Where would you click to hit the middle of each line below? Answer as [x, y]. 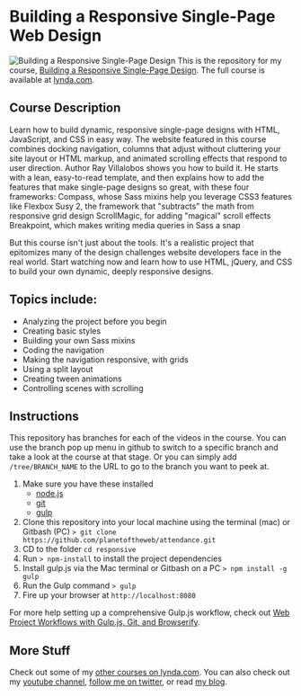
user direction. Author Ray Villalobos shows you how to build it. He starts [144, 167]
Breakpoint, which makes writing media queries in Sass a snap [125, 225]
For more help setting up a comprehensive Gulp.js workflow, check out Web [150, 612]
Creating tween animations [72, 379]
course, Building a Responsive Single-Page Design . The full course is [137, 70]
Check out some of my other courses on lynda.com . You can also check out [150, 673]
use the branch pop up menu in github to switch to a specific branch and [144, 448]
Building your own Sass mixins [79, 340]
